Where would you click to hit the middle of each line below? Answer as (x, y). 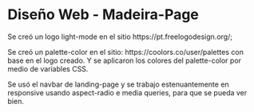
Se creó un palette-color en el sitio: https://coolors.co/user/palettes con (126, 52)
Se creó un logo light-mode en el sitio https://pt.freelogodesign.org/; (120, 37)
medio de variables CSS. (48, 68)
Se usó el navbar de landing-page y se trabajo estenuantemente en (118, 84)
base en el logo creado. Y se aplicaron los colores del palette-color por (124, 60)
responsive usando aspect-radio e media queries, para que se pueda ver (127, 92)
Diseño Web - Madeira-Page (103, 15)
